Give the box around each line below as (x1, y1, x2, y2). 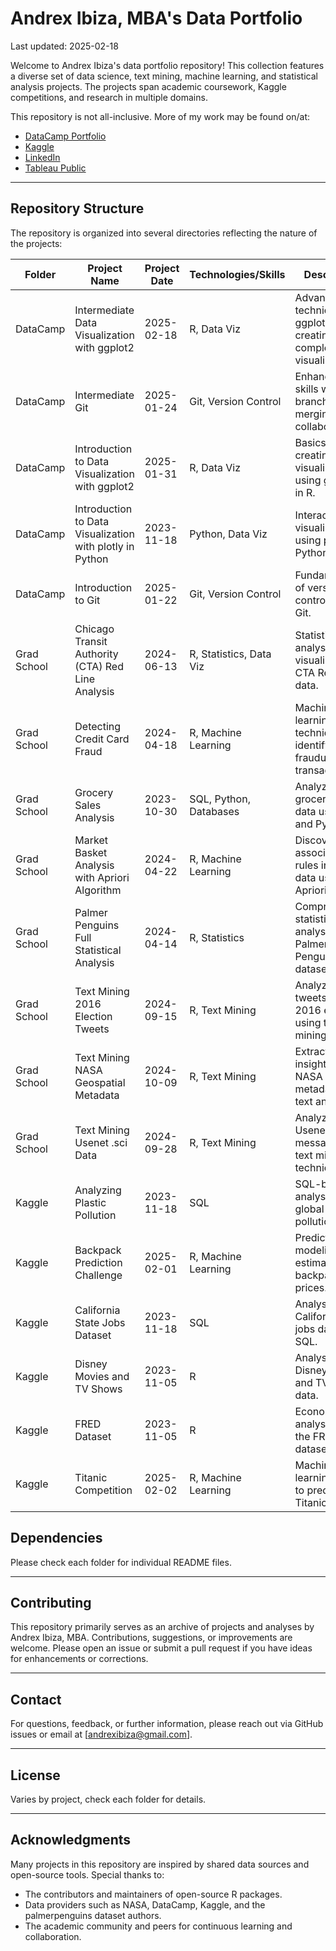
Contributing (10, 1594, 92, 1611)
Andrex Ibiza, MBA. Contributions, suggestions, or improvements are (10, 1632, 293, 1644)
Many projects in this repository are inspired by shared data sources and (10, 1858, 310, 1870)
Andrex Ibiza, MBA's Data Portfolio (10, 7, 303, 30)
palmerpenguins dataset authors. (24, 1909, 162, 1921)
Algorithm (74, 883, 122, 897)
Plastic (74, 1195, 107, 1209)
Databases (189, 804, 240, 818)
